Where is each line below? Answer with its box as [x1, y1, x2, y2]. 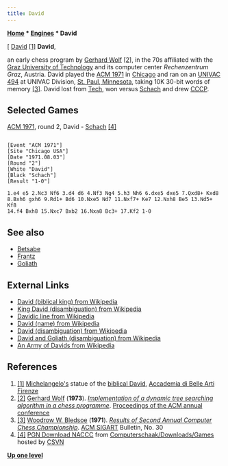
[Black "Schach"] [7, 172, 57, 179]
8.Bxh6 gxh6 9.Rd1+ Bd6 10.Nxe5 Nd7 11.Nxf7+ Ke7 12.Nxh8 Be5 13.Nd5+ [7, 196, 213, 203]
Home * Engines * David [7, 29, 77, 37]
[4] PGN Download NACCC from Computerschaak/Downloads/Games [16, 430, 214, 439]
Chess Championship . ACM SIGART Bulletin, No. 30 [16, 423, 164, 431]
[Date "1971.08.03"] [7, 154, 66, 161]
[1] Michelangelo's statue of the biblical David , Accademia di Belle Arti [16, 379, 215, 388]
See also [7, 226, 45, 238]
